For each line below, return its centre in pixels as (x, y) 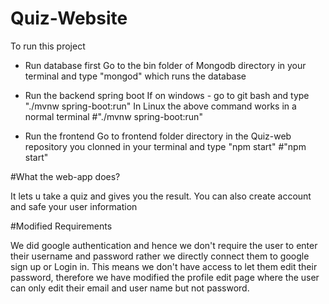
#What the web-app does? (65, 176)
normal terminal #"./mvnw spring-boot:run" (113, 116)
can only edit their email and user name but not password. (130, 288)
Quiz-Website (69, 18)
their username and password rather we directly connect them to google (160, 256)
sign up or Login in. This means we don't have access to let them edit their (164, 266)
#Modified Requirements (61, 226)
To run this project (48, 46)
